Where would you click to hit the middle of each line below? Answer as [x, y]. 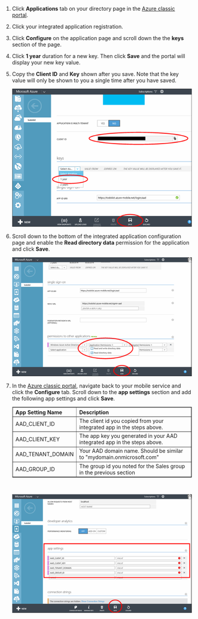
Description [94, 412]
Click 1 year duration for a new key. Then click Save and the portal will [98, 56]
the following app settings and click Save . [63, 399]
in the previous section [107, 472]
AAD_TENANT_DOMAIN [45, 454]
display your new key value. [46, 62]
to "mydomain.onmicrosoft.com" [119, 458]
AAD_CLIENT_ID [35, 424]
